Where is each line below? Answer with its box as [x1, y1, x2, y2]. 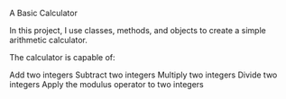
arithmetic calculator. [9, 35, 88, 45]
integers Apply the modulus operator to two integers [9, 79, 205, 89]
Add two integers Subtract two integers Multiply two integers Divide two [9, 69, 278, 80]
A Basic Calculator [9, 8, 78, 18]
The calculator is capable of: [9, 52, 115, 62]
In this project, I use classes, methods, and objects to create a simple [9, 25, 266, 35]
